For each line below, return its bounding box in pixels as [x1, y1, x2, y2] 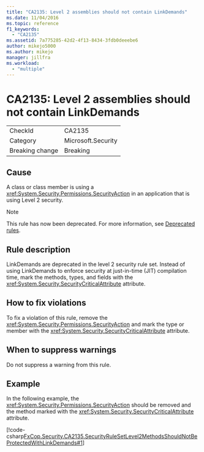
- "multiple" [12, 65, 45, 72]
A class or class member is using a [6, 183, 94, 191]
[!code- [6, 426, 26, 434]
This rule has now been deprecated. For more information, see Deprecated [6, 220, 195, 228]
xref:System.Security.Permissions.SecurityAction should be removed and [6, 401, 191, 409]
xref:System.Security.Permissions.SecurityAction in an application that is [6, 190, 190, 198]
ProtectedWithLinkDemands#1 [6, 439, 83, 446]
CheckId [9, 127, 34, 135]
